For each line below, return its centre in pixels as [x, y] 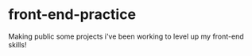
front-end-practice [72, 15]
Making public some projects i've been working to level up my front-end [126, 36]
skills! [17, 44]
